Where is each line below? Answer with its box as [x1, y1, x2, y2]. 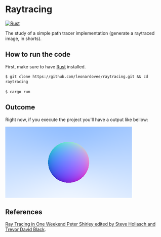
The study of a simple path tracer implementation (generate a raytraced [5, 30, 155, 36]
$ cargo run [5, 89, 30, 94]
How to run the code [5, 50, 71, 59]
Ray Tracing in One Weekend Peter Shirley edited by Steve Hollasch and [5, 221, 156, 227]
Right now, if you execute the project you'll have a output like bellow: [5, 116, 148, 123]
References [5, 208, 43, 216]
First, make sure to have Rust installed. [5, 63, 86, 69]
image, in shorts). [5, 35, 42, 42]
